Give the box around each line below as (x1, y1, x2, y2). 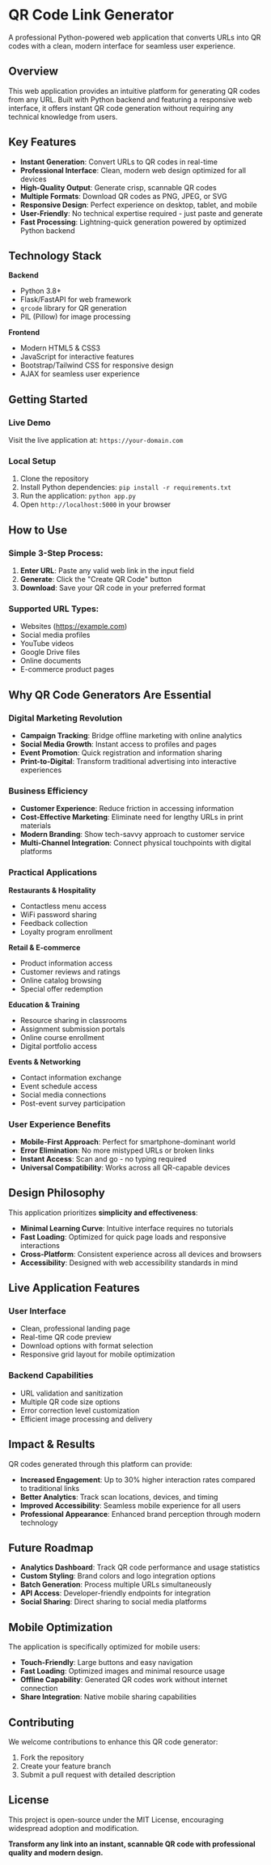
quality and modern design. (8, 1847, 104, 1857)
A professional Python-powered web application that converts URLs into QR (8, 32, 261, 42)
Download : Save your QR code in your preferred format (19, 583, 206, 593)
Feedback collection (19, 918, 88, 928)
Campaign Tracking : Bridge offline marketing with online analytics (19, 731, 243, 741)
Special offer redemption (19, 983, 104, 993)
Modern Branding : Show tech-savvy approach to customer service (19, 830, 245, 839)
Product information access (19, 958, 113, 968)
